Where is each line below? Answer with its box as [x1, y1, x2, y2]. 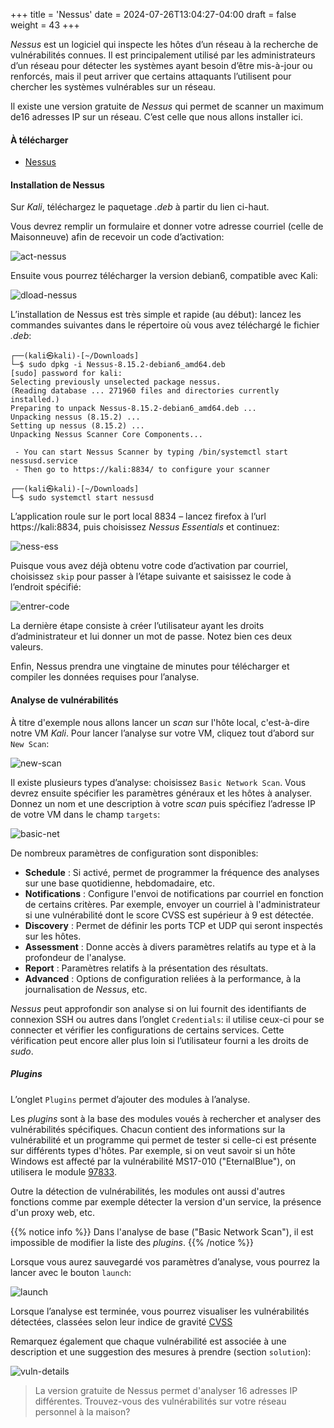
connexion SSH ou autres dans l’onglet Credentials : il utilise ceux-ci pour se [10, 1013, 325, 1025]
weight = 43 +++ [10, 19, 80, 31]
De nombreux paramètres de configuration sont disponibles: [10, 847, 259, 859]
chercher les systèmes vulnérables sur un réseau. [10, 81, 216, 93]
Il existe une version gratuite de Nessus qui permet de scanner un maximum [10, 100, 324, 112]
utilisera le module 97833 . [10, 1165, 117, 1178]
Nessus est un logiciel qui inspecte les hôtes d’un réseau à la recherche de [10, 39, 319, 50]
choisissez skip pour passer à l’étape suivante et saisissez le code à [10, 570, 292, 583]
